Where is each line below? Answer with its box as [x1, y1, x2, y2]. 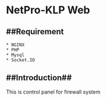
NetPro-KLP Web [6, 3, 90, 17]
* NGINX [6, 42, 25, 48]
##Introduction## [6, 73, 72, 83]
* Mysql [6, 52, 25, 58]
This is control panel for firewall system [6, 88, 101, 95]
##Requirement [6, 27, 64, 37]
